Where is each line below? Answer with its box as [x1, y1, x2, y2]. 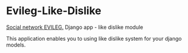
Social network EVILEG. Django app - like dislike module [6, 24, 144, 31]
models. [6, 41, 26, 48]
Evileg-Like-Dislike [6, 4, 102, 18]
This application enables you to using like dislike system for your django [6, 35, 182, 42]
